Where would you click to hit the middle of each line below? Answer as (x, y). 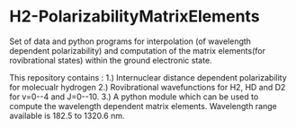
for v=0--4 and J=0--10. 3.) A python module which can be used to (134, 97)
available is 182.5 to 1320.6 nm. (67, 115)
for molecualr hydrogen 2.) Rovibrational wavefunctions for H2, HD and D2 (148, 87)
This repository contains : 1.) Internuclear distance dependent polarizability (148, 77)
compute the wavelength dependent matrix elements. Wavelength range (143, 106)
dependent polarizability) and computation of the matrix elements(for (137, 50)
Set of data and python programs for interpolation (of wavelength (130, 41)
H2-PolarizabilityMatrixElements (135, 17)
